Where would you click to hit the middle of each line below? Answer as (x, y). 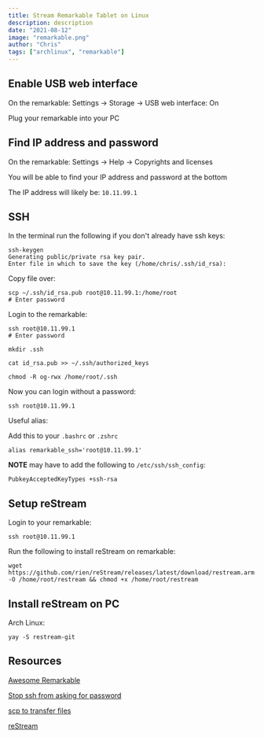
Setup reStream (48, 503)
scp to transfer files (40, 710)
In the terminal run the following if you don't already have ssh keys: (117, 236)
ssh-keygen (26, 250)
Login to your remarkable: (50, 522)
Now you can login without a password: (72, 392)
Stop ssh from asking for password (65, 695)
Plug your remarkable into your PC (64, 118)
